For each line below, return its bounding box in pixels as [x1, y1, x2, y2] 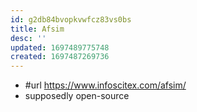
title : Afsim [10, 24, 65, 34]
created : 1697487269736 [10, 52, 110, 62]
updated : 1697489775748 [10, 42, 110, 53]
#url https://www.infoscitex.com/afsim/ [24, 79, 187, 91]
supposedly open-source [24, 90, 130, 102]
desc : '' [10, 33, 47, 43]
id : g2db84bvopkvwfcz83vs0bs [10, 14, 132, 25]
